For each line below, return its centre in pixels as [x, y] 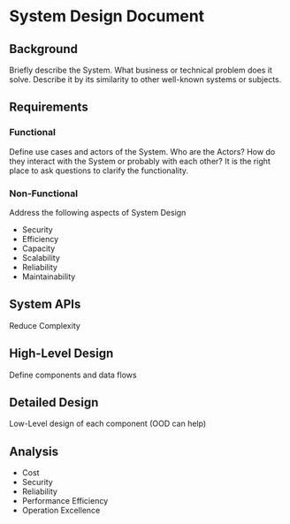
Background [43, 49]
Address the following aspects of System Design [98, 212]
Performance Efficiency [65, 501]
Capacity [38, 248]
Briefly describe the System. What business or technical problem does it [141, 70]
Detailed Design [54, 402]
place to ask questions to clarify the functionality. [99, 171]
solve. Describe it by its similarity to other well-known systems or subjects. [145, 80]
